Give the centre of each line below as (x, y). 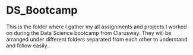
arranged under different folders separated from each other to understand (97, 39)
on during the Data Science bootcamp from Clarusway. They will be (89, 33)
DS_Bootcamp (42, 10)
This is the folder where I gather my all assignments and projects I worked (96, 27)
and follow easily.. (28, 46)
